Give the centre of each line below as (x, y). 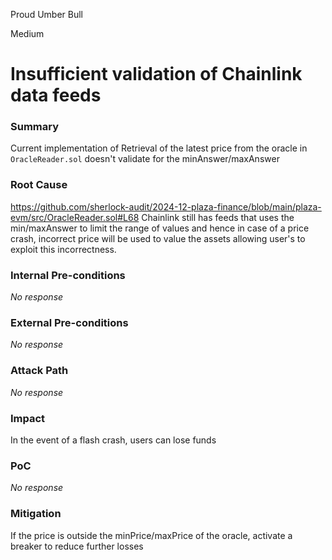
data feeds (56, 95)
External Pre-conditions (69, 322)
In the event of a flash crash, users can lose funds (113, 440)
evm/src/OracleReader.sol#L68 (75, 217)
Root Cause (39, 185)
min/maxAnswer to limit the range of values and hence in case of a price (160, 228)
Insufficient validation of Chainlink (156, 74)
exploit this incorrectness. (63, 249)
